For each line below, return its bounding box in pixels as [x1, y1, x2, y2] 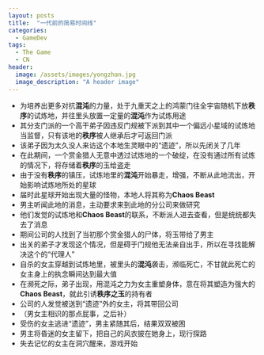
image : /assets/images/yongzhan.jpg [15, 71, 136, 78]
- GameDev [15, 33, 47, 42]
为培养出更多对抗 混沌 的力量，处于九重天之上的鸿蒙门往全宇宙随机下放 [19, 101, 249, 110]
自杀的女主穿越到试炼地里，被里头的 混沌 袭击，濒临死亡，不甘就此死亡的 [19, 259, 255, 269]
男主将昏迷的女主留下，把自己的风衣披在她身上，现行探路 [19, 328, 207, 338]
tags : [8, 41, 26, 49]
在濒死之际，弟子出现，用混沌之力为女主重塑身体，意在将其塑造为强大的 [19, 279, 255, 288]
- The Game [15, 48, 51, 56]
